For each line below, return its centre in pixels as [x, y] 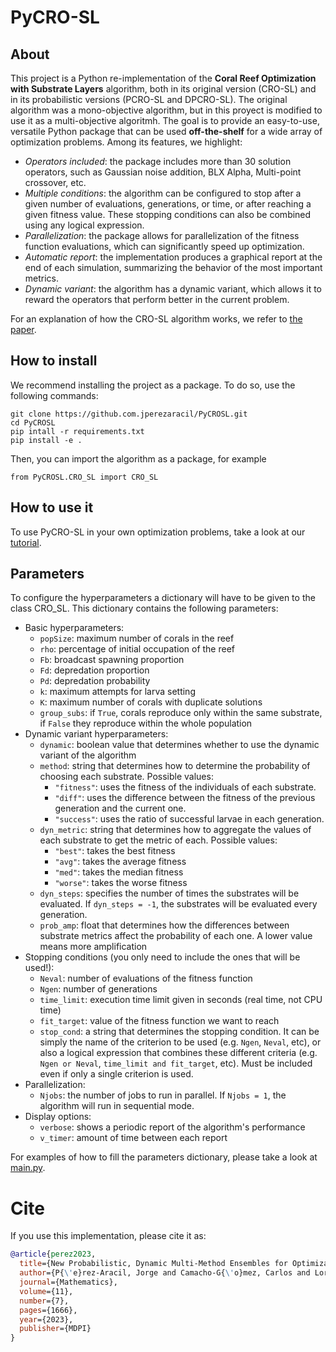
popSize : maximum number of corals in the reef [137, 638]
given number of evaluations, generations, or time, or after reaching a [168, 204]
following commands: [54, 395]
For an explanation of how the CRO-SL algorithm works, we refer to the [156, 319]
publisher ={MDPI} [55, 1329]
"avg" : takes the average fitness [120, 862]
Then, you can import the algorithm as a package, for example [138, 458]
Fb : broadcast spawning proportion [112, 660]
